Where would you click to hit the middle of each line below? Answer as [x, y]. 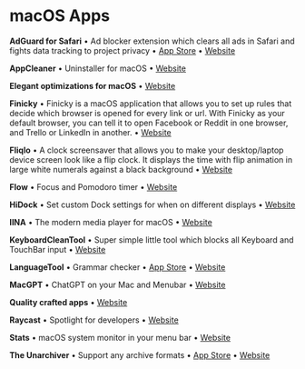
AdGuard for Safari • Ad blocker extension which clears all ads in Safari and [152, 41]
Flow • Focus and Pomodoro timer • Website [93, 186]
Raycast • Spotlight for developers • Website [94, 320]
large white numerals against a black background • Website [121, 169]
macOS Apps [60, 16]
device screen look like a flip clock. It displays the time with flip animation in [151, 159]
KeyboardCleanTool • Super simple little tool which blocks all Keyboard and [152, 239]
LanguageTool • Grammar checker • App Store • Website [118, 267]
